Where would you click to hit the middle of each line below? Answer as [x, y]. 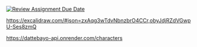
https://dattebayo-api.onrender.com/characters [64, 38]
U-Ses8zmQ [21, 27]
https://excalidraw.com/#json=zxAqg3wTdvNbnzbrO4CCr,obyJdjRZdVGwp [98, 20]
